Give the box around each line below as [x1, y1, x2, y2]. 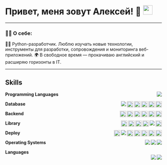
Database [5, 101, 26, 107]
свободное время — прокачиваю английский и [44, 52, 145, 58]
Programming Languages [5, 91, 59, 97]
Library [5, 120, 21, 126]
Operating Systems [5, 140, 46, 146]
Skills [5, 78, 22, 86]
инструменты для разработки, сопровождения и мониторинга [5, 46, 138, 52]
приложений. [5, 52, 33, 58]
